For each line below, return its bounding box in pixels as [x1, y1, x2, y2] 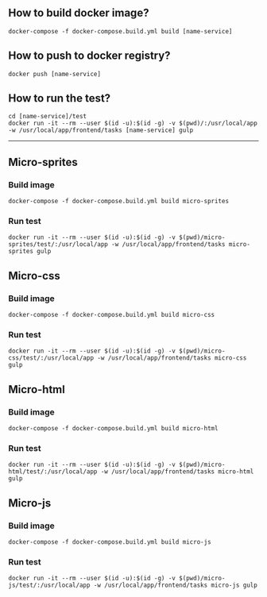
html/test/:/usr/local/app [8, 468, 98, 476]
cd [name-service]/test [8, 113, 87, 121]
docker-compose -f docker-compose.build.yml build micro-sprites [8, 198, 229, 206]
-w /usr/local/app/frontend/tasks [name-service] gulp [8, 126, 194, 134]
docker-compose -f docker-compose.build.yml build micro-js [8, 538, 212, 546]
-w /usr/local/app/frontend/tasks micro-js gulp [93, 581, 258, 590]
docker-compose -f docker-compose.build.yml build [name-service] [8, 27, 233, 35]
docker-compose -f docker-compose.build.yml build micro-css [8, 311, 215, 319]
